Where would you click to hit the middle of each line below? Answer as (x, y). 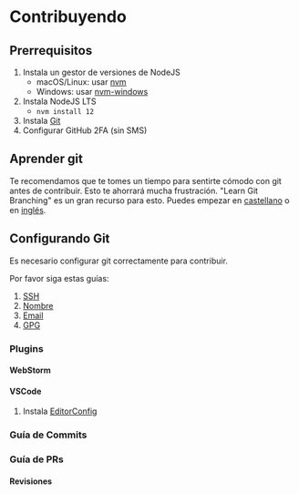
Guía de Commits (48, 435)
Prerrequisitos (51, 51)
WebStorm (31, 370)
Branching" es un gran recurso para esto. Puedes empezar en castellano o (149, 200)
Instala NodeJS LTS (60, 101)
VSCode (26, 391)
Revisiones (31, 481)
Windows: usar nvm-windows (92, 92)
